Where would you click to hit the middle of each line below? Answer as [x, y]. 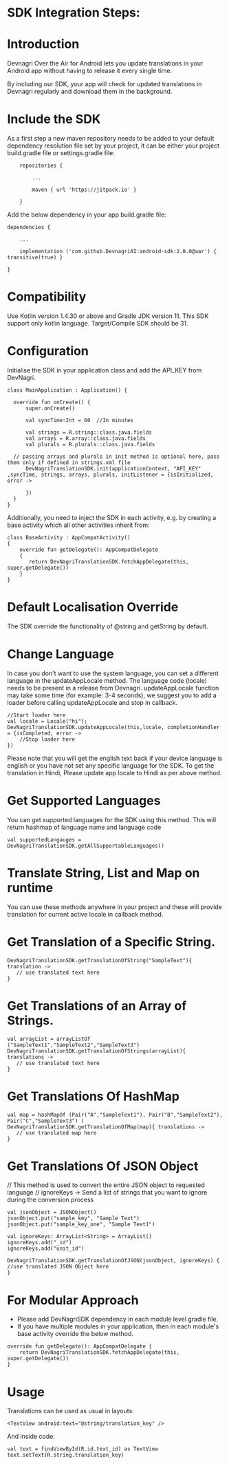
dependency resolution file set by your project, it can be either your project [113, 146]
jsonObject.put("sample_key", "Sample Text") [73, 1219]
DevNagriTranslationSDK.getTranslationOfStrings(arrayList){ [97, 1051]
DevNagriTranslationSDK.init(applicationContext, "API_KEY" [113, 468]
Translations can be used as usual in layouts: [70, 1411]
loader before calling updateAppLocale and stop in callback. [92, 702]
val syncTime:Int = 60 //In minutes [79, 420]
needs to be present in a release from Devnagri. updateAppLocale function [113, 688]
